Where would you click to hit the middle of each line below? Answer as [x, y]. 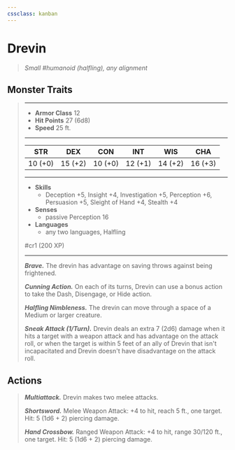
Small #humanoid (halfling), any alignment [86, 68]
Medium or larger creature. [63, 315]
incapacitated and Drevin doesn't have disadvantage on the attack [120, 351]
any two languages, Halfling [85, 232]
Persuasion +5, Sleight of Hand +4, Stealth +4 [112, 202]
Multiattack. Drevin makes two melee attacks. [91, 398]
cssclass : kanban [33, 14]
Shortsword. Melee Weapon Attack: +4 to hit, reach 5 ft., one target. [123, 411]
